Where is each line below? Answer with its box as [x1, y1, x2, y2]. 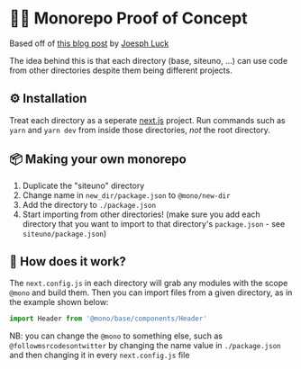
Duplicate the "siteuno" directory [22, 180, 145, 191]
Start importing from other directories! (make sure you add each [22, 209, 261, 220]
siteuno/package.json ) [22, 228, 107, 238]
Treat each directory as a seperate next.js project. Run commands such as [9, 114, 286, 125]
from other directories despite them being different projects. [9, 65, 233, 76]
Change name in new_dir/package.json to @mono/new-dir [22, 189, 232, 201]
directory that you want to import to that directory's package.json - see [22, 218, 286, 229]
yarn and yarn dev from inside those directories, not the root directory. [9, 124, 270, 135]
